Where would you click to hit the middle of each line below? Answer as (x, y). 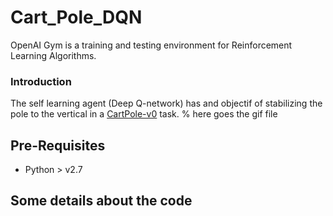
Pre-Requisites (58, 145)
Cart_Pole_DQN (76, 17)
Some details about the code (101, 201)
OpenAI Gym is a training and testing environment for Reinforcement (151, 45)
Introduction (41, 81)
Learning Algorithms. (53, 55)
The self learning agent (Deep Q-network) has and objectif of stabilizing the (166, 103)
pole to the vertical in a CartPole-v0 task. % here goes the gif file (144, 114)
